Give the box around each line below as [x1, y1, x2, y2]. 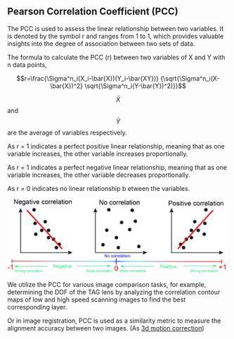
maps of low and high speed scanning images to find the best [7, 295, 186, 304]
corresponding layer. [7, 303, 67, 312]
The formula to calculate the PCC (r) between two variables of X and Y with [7, 53, 226, 61]
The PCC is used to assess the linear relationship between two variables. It [7, 24, 224, 32]
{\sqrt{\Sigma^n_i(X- [160, 74, 220, 82]
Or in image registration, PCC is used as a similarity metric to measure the [7, 316, 221, 325]
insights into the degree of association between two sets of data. [7, 39, 195, 48]
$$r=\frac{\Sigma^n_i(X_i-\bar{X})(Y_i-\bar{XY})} [16, 74, 160, 82]
